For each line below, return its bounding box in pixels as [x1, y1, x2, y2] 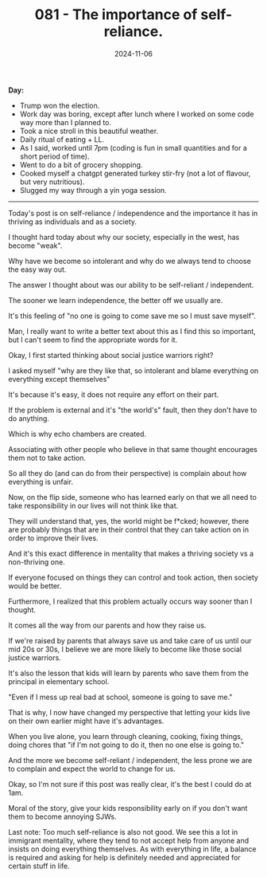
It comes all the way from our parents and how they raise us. [8, 620, 207, 630]
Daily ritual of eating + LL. [19, 134, 105, 144]
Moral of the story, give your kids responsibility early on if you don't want [8, 803, 248, 812]
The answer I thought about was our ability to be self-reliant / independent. [8, 280, 254, 289]
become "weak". [8, 241, 63, 250]
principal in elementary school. [8, 676, 110, 686]
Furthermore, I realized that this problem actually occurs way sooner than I [8, 596, 253, 606]
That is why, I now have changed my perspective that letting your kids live [8, 707, 250, 717]
